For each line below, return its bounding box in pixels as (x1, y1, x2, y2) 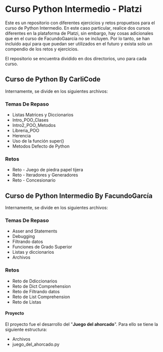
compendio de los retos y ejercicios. (5, 46, 79, 52)
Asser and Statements (12, 228, 58, 234)
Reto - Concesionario (12, 177, 56, 183)
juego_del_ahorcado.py (12, 341, 60, 347)
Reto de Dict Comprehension (12, 283, 71, 289)
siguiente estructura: (5, 326, 47, 332)
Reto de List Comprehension (12, 294, 70, 300)
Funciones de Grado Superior (12, 244, 72, 250)
